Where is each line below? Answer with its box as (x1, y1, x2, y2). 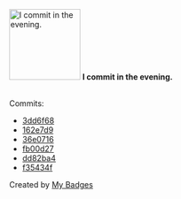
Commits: (9, 98, 44, 109)
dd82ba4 (21, 153, 56, 163)
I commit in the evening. (82, 72, 173, 82)
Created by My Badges (9, 180, 93, 189)
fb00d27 (21, 143, 55, 154)
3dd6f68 (21, 115, 55, 126)
